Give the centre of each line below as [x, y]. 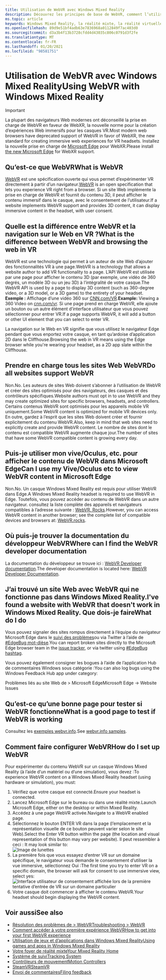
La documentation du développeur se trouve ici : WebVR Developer [73, 563]
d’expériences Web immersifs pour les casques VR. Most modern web [76, 131]
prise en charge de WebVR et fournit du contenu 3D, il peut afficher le [76, 195]
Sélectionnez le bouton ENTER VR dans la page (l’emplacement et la [82, 823]
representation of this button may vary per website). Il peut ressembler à [86, 839]
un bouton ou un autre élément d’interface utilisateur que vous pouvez [77, 309]
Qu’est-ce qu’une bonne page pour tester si [74, 704]
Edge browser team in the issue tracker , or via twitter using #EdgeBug [76, 648]
